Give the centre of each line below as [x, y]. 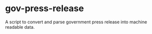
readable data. [20, 27]
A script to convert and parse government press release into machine [76, 22]
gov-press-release [45, 8]
